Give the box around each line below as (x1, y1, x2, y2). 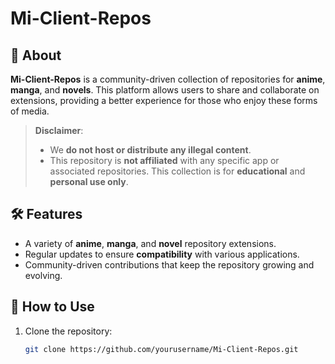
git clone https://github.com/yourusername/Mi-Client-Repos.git (24, 344, 299, 354)
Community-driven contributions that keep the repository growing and (24, 258, 315, 271)
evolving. (24, 269, 63, 281)
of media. (10, 105, 50, 117)
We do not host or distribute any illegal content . (49, 144, 252, 156)
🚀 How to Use (10, 298, 95, 316)
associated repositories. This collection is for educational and (49, 165, 306, 177)
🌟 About (10, 47, 62, 64)
